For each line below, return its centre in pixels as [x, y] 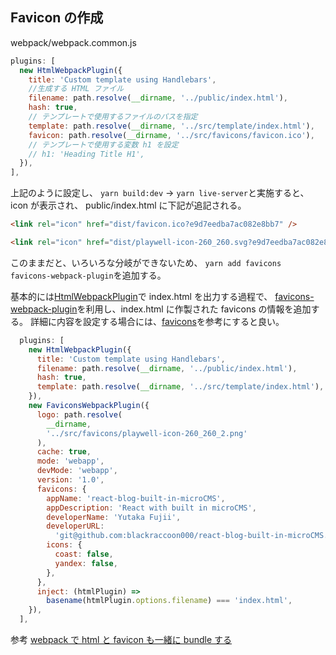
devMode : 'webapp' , [77, 471]
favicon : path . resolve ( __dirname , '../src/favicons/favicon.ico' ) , [171, 135]
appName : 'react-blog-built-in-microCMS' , [136, 498]
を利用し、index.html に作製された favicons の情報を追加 [194, 309]
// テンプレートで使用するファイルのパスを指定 [113, 117]
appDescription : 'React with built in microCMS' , [151, 508]
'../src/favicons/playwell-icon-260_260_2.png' [147, 433]
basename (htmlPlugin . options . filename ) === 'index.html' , [169, 601]
